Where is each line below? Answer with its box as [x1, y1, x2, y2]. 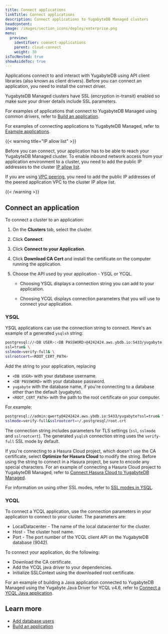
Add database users [12, 618, 54, 624]
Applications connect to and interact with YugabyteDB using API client [5, 72, 150, 78]
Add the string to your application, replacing [5, 363, 96, 369]
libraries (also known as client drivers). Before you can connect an [5, 78, 142, 84]
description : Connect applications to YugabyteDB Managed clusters [5, 17, 149, 22]
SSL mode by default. [15, 438, 60, 444]
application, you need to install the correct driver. [5, 83, 106, 89]
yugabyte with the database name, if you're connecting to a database [12, 383, 154, 390]
